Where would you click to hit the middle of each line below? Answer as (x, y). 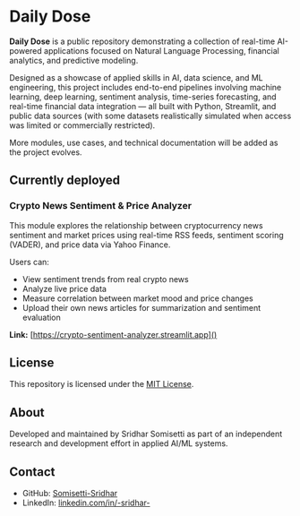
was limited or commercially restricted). (82, 125)
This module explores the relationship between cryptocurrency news (136, 225)
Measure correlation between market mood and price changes (137, 298)
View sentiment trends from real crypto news (106, 279)
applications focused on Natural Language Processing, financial (161, 50)
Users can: (29, 262)
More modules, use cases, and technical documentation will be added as (144, 142)
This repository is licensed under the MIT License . (102, 384)
